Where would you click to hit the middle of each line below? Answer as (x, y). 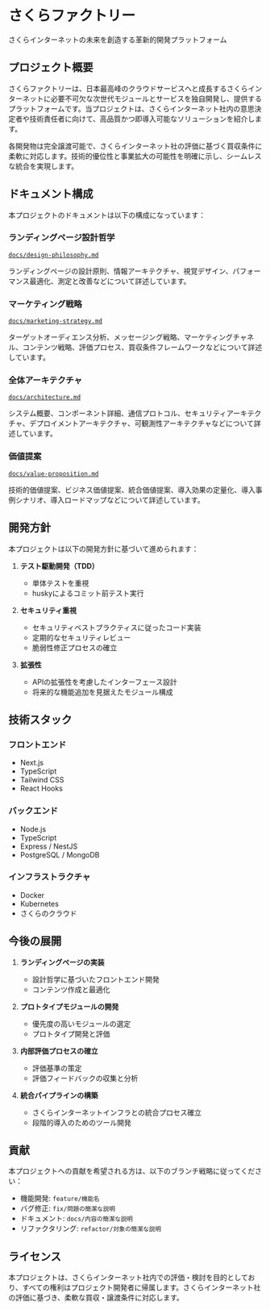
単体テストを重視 (60, 583)
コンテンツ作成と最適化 (71, 989)
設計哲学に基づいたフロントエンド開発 (96, 979)
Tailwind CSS (42, 780)
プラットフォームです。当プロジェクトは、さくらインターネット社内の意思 (132, 108)
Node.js (33, 829)
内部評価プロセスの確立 (59, 1051)
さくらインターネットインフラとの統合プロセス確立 (117, 1112)
